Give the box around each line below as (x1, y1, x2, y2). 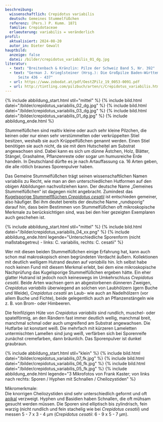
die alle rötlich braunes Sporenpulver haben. (5, 163, 94, 169)
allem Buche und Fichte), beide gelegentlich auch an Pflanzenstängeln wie (5, 295, 154, 301)
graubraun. (5, 341, 28, 347)
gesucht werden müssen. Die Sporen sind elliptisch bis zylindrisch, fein (5, 401, 147, 406)
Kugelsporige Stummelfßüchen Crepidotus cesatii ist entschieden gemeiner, (5, 193, 158, 199)
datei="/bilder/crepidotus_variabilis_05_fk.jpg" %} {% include (5, 366, 127, 371)
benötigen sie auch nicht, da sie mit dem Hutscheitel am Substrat (5, 143, 135, 149)
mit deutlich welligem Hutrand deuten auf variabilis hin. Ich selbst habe (5, 259, 147, 265)
